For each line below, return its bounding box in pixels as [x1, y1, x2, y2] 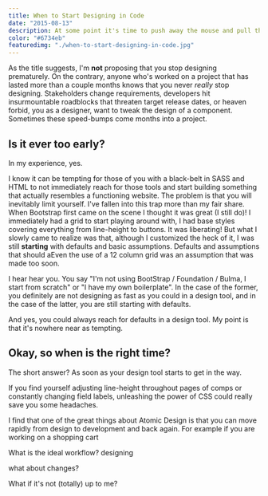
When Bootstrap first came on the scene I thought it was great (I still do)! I [8, 207, 251, 217]
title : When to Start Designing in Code [8, 11, 145, 20]
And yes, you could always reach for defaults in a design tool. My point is [8, 314, 249, 324]
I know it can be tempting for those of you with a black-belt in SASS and [8, 173, 245, 183]
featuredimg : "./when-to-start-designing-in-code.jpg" [8, 41, 195, 49]
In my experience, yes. [8, 158, 83, 167]
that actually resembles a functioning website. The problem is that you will [8, 191, 253, 200]
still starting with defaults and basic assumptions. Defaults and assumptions [8, 241, 260, 251]
